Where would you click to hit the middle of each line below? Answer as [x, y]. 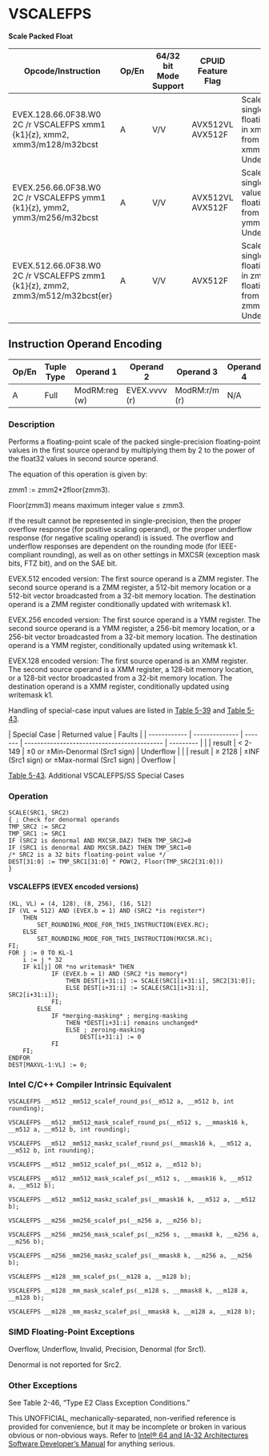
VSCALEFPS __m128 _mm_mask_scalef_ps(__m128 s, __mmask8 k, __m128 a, [128, 1290]
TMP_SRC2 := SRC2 [37, 827]
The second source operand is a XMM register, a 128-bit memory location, [131, 670]
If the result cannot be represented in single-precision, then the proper [125, 521]
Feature [213, 70]
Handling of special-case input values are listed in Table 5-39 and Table [127, 710]
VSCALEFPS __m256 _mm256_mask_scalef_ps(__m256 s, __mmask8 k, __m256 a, [134, 1234]
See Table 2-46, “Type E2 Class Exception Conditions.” [99, 1403]
